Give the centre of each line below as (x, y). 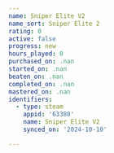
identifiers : (31, 99)
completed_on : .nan (42, 84)
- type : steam (39, 107)
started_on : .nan (38, 69)
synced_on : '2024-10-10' (65, 129)
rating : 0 (25, 31)
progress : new (33, 46)
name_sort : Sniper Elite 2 (54, 24)
